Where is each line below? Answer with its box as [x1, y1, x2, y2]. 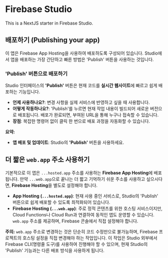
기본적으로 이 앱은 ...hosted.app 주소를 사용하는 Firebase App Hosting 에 [5, 169, 153, 176]
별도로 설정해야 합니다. [53, 182, 98, 188]
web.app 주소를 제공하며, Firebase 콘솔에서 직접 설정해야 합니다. [12, 218, 139, 224]
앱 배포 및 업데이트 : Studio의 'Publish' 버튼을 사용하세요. [12, 139, 124, 146]
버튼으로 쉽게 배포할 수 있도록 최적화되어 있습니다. [12, 199, 110, 205]
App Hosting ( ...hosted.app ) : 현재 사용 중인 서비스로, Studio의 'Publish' [12, 193, 158, 199]
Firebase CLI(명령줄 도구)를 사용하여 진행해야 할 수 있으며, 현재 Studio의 [5, 241, 148, 247]
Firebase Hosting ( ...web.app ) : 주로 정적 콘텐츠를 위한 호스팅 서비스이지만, [12, 205, 163, 211]
